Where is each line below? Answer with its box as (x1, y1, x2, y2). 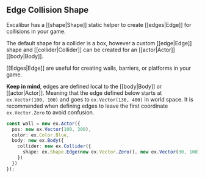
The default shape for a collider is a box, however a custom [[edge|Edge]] (6, 39, 192, 46)
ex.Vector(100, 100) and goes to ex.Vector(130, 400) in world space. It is (6, 95, 193, 103)
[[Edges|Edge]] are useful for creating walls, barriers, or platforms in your (6, 64, 191, 72)
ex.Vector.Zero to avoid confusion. (6, 108, 95, 116)
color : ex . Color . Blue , (12, 132, 70, 138)
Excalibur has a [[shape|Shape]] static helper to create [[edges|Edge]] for (6, 21, 192, 28)
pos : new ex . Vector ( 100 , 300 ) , (12, 126, 92, 132)
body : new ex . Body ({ (12, 138, 64, 144)
